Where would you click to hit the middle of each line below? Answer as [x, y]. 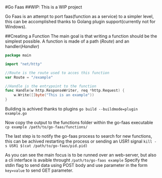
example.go [16, 113]
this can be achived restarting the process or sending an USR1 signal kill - [81, 141]
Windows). [16, 27]
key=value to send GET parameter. [39, 170]
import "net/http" [24, 64]
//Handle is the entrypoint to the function [51, 86]
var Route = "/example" [29, 77]
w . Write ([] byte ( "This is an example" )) [54, 95]
